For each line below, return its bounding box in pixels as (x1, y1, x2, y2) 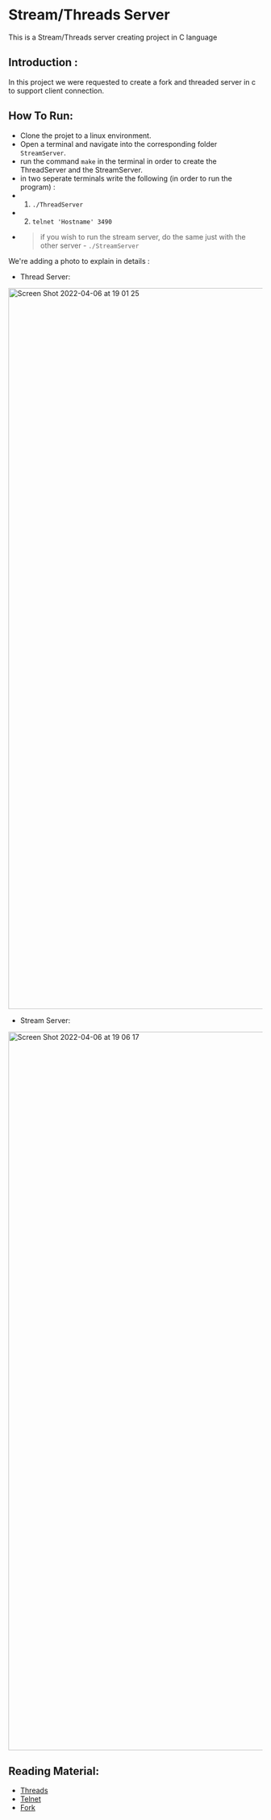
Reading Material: (8, 1764, 99, 1778)
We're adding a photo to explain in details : (8, 256, 151, 265)
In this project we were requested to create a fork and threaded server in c (8, 77, 256, 86)
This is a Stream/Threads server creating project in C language (8, 32, 218, 42)
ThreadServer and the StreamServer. (19, 165, 143, 174)
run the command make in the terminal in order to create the (19, 156, 217, 166)
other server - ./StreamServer (40, 240, 140, 250)
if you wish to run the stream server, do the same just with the (40, 232, 246, 241)
